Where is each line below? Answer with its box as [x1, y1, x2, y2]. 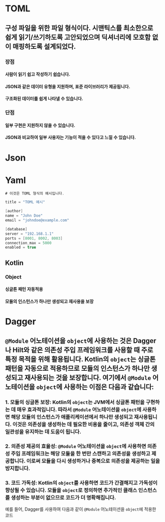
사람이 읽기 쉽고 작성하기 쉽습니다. [5, 71, 70, 77]
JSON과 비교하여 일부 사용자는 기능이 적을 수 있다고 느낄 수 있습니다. [5, 134, 136, 140]
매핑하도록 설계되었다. [12, 42, 76, 51]
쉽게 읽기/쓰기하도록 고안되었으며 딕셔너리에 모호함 [5, 33, 151, 41]
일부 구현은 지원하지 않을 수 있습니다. [5, 122, 75, 128]
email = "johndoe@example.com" [5, 218, 69, 223]
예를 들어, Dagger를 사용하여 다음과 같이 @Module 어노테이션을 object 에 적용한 [5, 506, 157, 512]
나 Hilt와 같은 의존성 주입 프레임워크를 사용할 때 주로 [5, 346, 154, 355]
